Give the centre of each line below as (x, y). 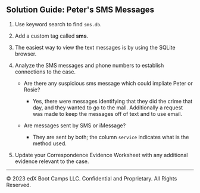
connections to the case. (45, 72)
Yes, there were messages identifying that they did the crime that (112, 101)
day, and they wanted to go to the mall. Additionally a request (108, 108)
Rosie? (32, 90)
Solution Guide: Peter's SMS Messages (80, 10)
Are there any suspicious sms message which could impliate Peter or (108, 83)
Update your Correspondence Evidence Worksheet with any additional (101, 155)
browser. (26, 54)
